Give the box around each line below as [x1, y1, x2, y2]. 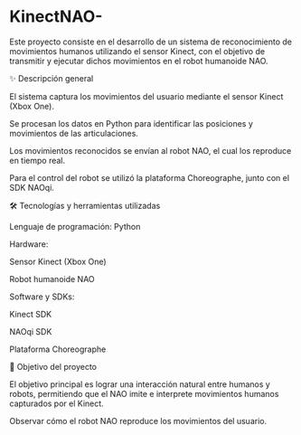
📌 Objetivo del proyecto [9, 361, 98, 372]
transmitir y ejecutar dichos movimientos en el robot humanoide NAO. [9, 55, 268, 66]
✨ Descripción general [9, 72, 94, 83]
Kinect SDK [9, 308, 52, 319]
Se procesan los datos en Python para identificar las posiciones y [9, 118, 253, 128]
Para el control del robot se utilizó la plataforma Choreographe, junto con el [9, 172, 290, 183]
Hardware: [9, 238, 49, 250]
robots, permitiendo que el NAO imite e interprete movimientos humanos [9, 388, 279, 399]
